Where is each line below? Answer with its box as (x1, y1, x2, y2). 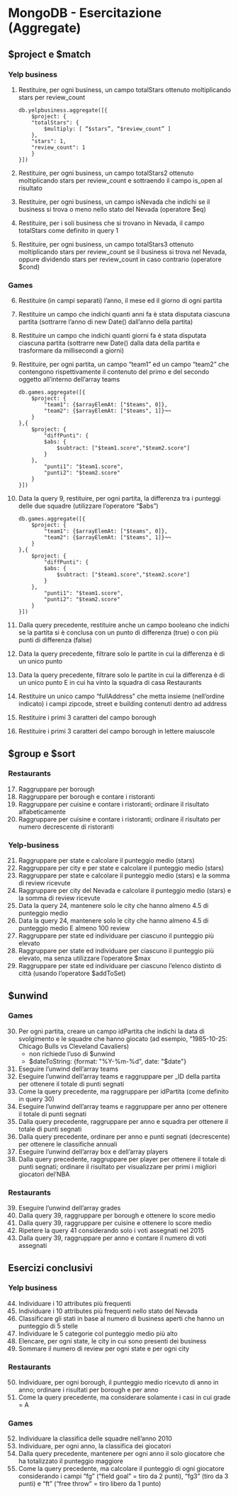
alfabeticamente (18, 807, 66, 816)
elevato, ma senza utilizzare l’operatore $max (18, 954, 151, 962)
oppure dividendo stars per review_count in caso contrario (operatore (18, 255, 222, 263)
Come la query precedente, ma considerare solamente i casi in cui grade (18, 1393, 231, 1402)
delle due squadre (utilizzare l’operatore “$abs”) (18, 501, 159, 511)
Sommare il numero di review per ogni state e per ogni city (18, 1344, 190, 1353)
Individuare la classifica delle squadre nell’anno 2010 (18, 1434, 173, 1443)
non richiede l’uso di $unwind (28, 1050, 115, 1058)
